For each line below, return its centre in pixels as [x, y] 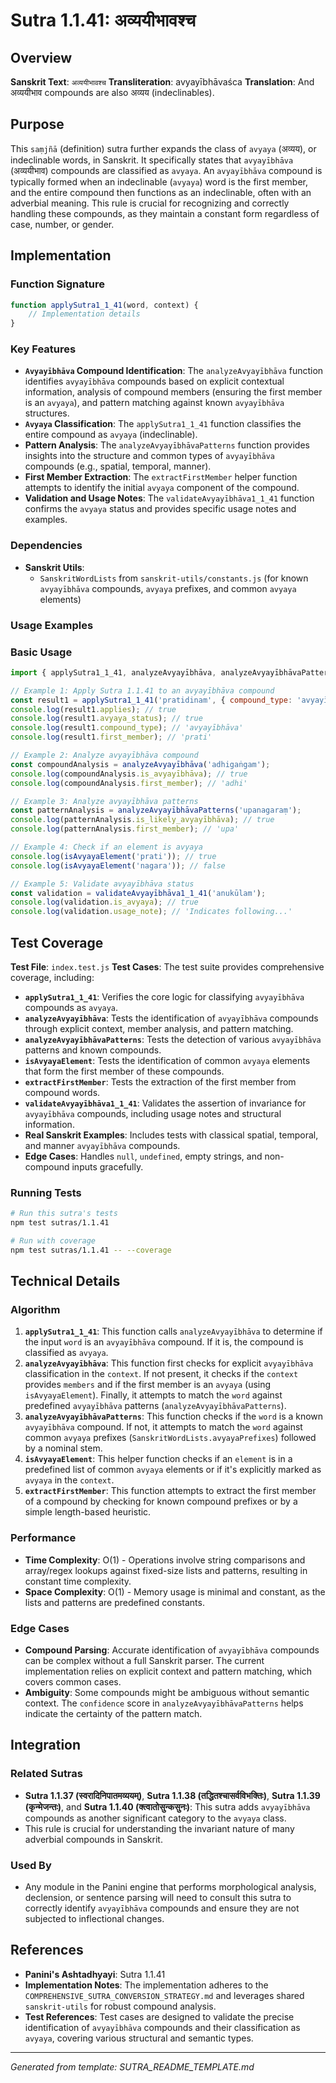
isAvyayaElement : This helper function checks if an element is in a [158, 1459]
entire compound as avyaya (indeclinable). [111, 435]
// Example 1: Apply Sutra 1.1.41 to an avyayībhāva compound [142, 690]
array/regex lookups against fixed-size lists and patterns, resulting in [166, 1570]
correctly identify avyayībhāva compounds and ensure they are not [162, 1908]
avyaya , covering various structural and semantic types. [139, 2038]
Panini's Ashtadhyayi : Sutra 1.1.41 [95, 1974]
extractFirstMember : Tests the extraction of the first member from [160, 1082]
